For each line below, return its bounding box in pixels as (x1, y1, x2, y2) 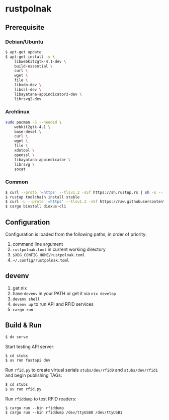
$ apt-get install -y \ (5, 54, 55, 59)
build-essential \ (14, 63, 53, 68)
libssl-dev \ (14, 87, 42, 92)
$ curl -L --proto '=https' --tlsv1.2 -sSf (5, 199, 98, 204)
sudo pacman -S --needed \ (5, 119, 62, 125)
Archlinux (5, 108, 30, 115)
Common (5, 178, 29, 185)
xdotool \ (14, 148, 35, 153)
